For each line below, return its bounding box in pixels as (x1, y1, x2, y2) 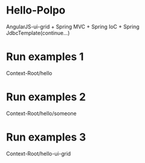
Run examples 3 (6, 131, 87, 144)
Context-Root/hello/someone (6, 110, 77, 117)
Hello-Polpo (6, 4, 66, 17)
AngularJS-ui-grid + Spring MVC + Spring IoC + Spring (6, 23, 140, 30)
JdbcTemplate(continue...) (6, 29, 70, 36)
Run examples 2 (6, 90, 86, 104)
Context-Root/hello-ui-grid (6, 150, 71, 157)
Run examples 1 (6, 50, 84, 64)
